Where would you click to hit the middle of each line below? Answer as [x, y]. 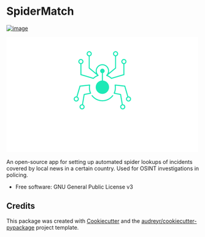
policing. [17, 175]
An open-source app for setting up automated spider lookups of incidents [99, 161]
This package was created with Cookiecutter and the [73, 221]
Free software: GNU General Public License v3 [74, 187]
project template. [57, 227]
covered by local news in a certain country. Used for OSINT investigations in [103, 168]
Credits [21, 206]
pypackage [21, 227]
